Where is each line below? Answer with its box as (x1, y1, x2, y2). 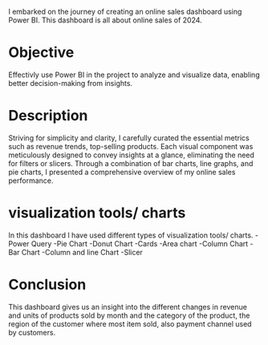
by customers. (8, 327, 56, 337)
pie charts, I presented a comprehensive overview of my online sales (8, 167, 236, 177)
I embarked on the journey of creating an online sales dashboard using (8, 7, 242, 16)
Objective (8, 43, 75, 62)
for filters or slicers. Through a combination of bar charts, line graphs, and (8, 158, 254, 168)
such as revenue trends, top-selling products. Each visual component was (8, 141, 254, 151)
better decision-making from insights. (8, 78, 133, 87)
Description (8, 107, 88, 125)
